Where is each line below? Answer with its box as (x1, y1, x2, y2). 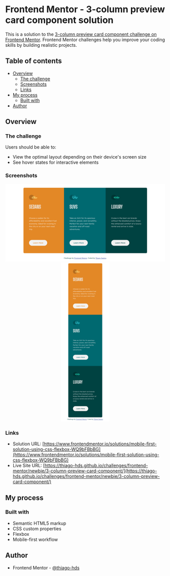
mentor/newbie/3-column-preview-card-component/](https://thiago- (12, 468, 157, 474)
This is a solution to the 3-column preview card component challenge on (5, 31, 157, 37)
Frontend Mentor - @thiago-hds (12, 564, 80, 570)
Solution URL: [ (12, 441, 44, 447)
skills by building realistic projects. (5, 42, 77, 48)
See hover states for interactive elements (12, 159, 99, 166)
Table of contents (5, 57, 62, 66)
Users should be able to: (5, 144, 57, 150)
